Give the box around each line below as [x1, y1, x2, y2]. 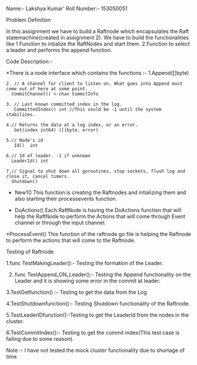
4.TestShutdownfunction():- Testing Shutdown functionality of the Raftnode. [6, 300, 190, 307]
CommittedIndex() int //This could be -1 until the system [14, 107, 162, 112]
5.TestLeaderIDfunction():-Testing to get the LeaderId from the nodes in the [6, 311, 189, 318]
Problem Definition [6, 16, 51, 23]
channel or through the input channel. [14, 219, 106, 226]
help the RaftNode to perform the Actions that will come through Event [14, 213, 186, 220]
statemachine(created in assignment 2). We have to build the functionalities [6, 34, 189, 41]
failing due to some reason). [6, 336, 75, 342]
